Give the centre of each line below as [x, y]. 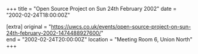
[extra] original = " [29, 27]
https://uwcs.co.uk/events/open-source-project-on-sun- [121, 27]
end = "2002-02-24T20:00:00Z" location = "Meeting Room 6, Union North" [99, 39]
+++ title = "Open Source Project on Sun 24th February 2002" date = [92, 9]
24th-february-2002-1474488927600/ [54, 33]
